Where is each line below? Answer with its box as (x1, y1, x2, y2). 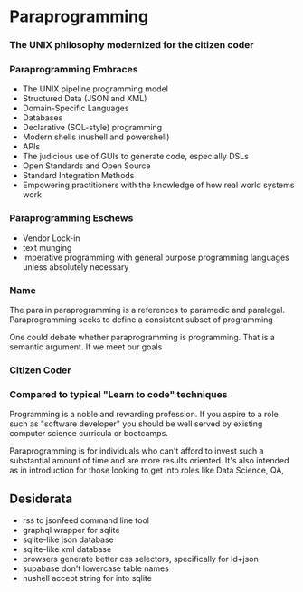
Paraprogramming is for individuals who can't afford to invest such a (9, 445, 264, 456)
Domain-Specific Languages (22, 102, 129, 114)
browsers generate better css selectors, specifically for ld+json (22, 554, 260, 565)
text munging (22, 242, 72, 253)
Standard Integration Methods (22, 170, 135, 181)
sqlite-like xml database (22, 544, 112, 555)
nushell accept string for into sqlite (22, 573, 152, 584)
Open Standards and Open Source (22, 160, 151, 171)
